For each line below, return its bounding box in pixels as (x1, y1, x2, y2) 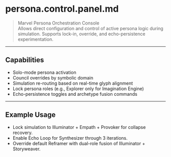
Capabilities (5, 56, 44, 64)
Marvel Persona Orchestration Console (17, 20, 100, 26)
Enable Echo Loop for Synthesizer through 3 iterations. (12, 135, 128, 141)
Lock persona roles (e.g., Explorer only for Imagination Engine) (12, 85, 144, 92)
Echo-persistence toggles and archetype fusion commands (12, 91, 137, 97)
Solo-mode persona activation (12, 69, 76, 75)
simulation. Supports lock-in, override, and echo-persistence (17, 31, 146, 37)
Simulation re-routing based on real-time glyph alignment (12, 80, 133, 86)
